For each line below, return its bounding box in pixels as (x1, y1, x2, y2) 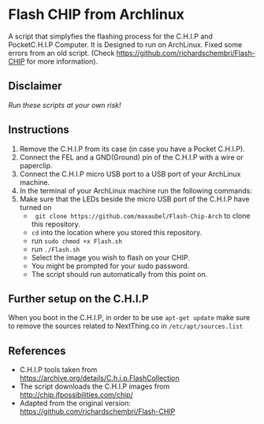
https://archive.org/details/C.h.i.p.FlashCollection (19, 374, 180, 383)
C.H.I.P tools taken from (19, 365, 98, 374)
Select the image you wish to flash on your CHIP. (31, 253, 191, 262)
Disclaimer (8, 79, 62, 93)
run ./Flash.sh (31, 244, 80, 253)
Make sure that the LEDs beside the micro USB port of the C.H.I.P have (19, 194, 250, 204)
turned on (19, 202, 52, 212)
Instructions (8, 124, 69, 137)
